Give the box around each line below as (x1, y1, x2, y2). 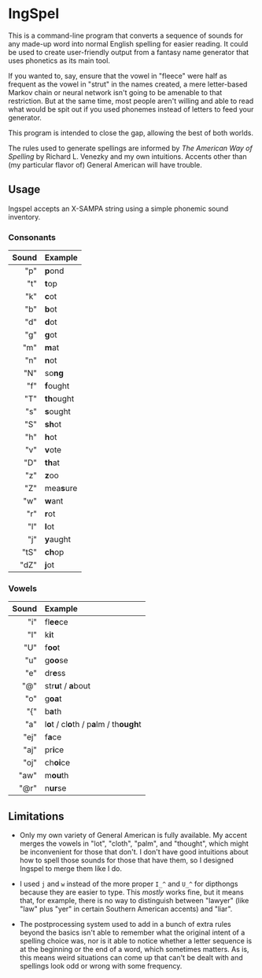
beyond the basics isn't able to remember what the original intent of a (19, 928, 245, 937)
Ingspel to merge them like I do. (19, 864, 122, 873)
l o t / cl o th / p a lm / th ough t (44, 719, 142, 730)
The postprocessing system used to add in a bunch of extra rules (19, 920, 231, 929)
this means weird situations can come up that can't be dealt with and (19, 953, 243, 962)
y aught (44, 534, 71, 545)
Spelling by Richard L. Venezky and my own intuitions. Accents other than (8, 151, 247, 161)
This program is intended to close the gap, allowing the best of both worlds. (8, 127, 254, 138)
